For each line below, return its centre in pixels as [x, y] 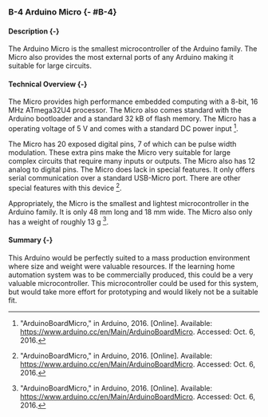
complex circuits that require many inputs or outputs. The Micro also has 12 [132, 161]
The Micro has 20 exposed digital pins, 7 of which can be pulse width [122, 144]
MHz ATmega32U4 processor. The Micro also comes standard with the [125, 110]
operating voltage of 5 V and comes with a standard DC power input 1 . [123, 128]
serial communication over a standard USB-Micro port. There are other [124, 177]
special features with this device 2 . [65, 187]
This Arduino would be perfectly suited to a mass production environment [129, 257]
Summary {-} [31, 240]
